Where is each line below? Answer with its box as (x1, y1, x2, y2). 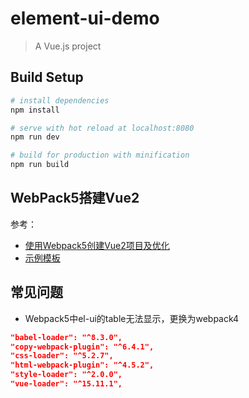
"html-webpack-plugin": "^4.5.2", (10, 360, 155, 371)
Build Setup (10, 69, 84, 86)
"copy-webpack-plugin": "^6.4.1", (10, 342, 155, 352)
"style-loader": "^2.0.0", (10, 370, 123, 380)
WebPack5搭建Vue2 (10, 190, 140, 207)
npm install (10, 105, 60, 115)
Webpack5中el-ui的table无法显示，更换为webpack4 (24, 312, 240, 324)
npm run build (10, 160, 70, 170)
